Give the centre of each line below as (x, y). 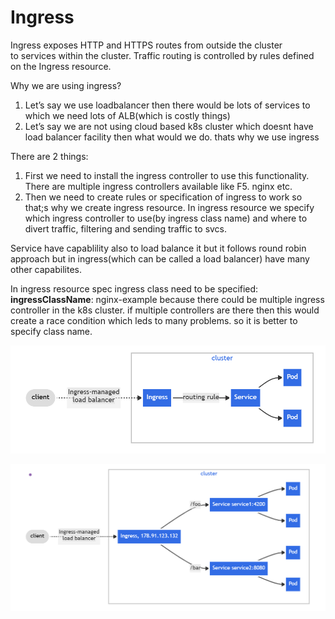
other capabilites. (46, 269)
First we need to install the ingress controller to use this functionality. (167, 175)
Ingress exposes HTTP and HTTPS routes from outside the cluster (146, 45)
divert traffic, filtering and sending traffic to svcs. (126, 228)
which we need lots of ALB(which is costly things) (127, 115)
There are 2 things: (49, 156)
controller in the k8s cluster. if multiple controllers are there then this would (165, 310)
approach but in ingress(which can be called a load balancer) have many (160, 258)
